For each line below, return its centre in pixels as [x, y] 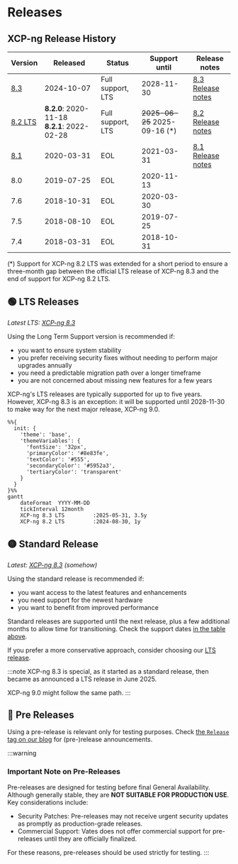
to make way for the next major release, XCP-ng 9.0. [84, 409]
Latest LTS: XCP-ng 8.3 [41, 322]
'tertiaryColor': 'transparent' [74, 472]
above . [17, 636]
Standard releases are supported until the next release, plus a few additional [119, 621]
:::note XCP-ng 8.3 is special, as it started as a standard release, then [108, 671]
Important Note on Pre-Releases [64, 772]
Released [69, 63]
